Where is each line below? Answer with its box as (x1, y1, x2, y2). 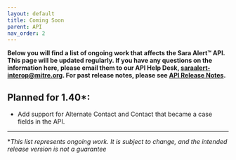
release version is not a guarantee (7, 145, 107, 154)
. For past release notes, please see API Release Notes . (62, 71, 226, 80)
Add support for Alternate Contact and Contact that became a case (17, 110, 213, 119)
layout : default (7, 10, 55, 17)
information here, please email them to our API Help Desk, (7, 64, 180, 72)
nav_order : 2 (7, 29, 46, 37)
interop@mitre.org (7, 71, 63, 80)
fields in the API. (17, 117, 65, 126)
